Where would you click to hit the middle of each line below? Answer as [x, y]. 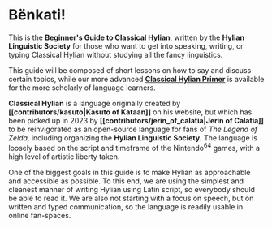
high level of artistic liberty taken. [64, 157]
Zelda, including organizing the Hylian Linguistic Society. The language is [133, 138]
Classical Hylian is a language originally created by [95, 103]
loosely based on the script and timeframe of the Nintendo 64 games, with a [134, 147]
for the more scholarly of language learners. [82, 88]
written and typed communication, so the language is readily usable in [126, 206]
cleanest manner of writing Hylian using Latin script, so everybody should [132, 189]
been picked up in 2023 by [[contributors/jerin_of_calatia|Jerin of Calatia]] [136, 120]
